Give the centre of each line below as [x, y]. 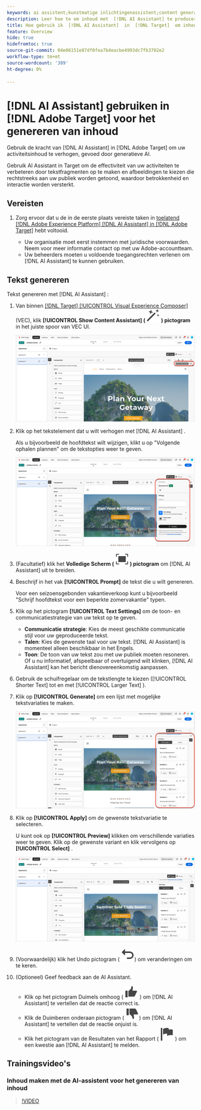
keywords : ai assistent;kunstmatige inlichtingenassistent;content [92, 13]
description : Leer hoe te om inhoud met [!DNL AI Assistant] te [89, 19]
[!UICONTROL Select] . [44, 849]
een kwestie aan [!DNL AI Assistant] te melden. [82, 1045]
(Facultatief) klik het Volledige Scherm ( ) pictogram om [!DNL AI [103, 563]
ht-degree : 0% [24, 69]
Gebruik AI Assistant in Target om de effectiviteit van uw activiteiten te [93, 166]
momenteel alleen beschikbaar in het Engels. [79, 648]
